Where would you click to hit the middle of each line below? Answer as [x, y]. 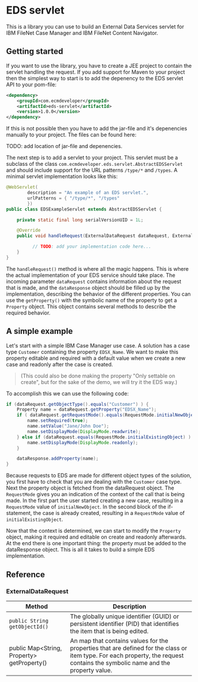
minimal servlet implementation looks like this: [62, 176]
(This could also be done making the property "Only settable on [98, 376]
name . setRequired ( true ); [58, 421]
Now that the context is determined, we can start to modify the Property [93, 531]
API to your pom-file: [32, 84]
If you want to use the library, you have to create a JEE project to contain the [99, 65]
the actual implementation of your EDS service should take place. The [91, 275]
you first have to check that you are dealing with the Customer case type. [94, 482]
